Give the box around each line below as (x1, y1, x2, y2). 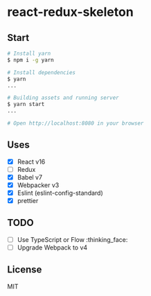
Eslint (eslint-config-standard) (17, 189, 104, 197)
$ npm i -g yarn (7, 56, 54, 63)
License (7, 264, 42, 276)
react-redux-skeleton (7, 4, 134, 20)
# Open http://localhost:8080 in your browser (7, 120, 144, 127)
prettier (17, 197, 39, 204)
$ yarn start (7, 101, 45, 108)
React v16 (17, 157, 46, 166)
